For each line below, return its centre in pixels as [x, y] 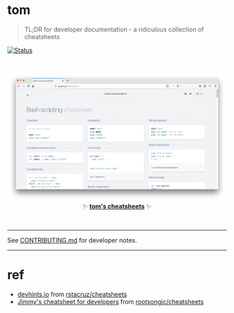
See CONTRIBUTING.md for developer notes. [72, 241]
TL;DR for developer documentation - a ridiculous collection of [114, 29]
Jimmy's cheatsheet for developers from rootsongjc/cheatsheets [110, 301]
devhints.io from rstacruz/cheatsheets [72, 294]
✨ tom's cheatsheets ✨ [117, 206]
